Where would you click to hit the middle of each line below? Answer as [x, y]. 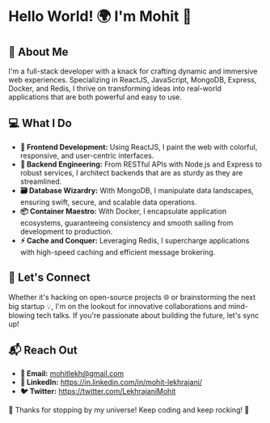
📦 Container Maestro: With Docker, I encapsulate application [123, 211]
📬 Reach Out [43, 351]
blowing [21, 315]
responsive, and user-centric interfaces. [87, 155]
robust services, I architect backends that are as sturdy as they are [131, 172]
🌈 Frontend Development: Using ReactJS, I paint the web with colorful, [139, 146]
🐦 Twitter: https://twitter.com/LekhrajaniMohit [98, 391]
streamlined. [41, 181]
